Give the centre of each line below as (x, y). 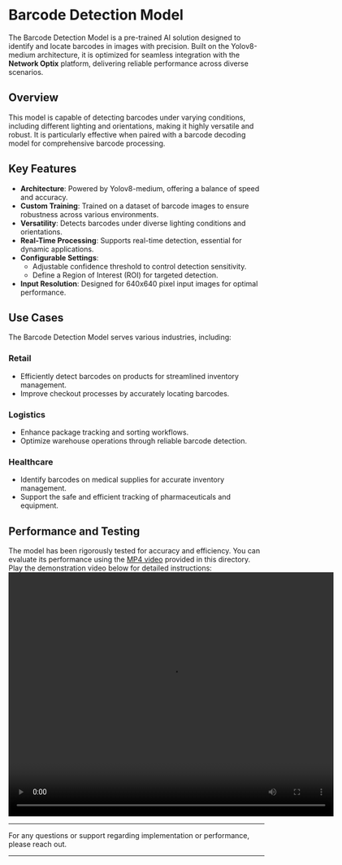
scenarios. (26, 72)
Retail (20, 358)
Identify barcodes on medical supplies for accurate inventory (122, 480)
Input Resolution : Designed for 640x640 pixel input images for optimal (139, 283)
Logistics (27, 414)
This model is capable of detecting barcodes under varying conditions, (127, 117)
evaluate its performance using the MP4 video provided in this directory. (130, 560)
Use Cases (36, 318)
